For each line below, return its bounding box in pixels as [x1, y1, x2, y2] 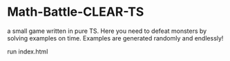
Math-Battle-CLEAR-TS [7, 4, 144, 20]
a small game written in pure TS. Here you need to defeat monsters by [7, 27, 207, 35]
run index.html [7, 47, 48, 56]
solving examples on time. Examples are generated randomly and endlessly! [7, 34, 224, 42]
